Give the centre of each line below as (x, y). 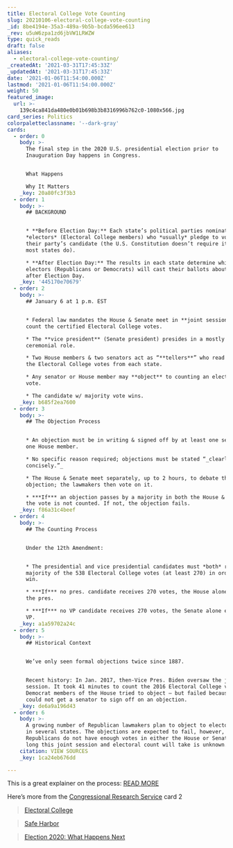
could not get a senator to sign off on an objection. (106, 700)
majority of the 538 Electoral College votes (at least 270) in (120, 573)
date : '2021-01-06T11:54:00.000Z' (57, 78)
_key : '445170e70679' (51, 282)
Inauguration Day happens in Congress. (83, 156)
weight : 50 (23, 91)
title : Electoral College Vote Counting (67, 14)
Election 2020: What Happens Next (75, 837)
